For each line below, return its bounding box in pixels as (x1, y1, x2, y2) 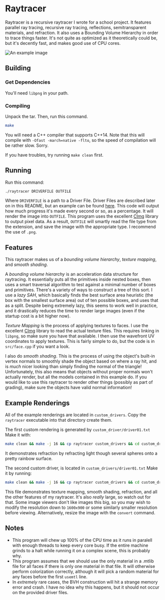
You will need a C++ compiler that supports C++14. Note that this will (5, 132, 145, 138)
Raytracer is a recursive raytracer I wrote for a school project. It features (5, 19, 151, 25)
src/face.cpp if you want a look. (5, 343, 70, 350)
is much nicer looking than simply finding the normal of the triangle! (5, 364, 142, 369)
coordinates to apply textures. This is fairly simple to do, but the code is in (5, 338, 155, 344)
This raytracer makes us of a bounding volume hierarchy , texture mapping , (5, 257, 157, 263)
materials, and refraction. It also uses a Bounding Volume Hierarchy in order (5, 30, 159, 35)
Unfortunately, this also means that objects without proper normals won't (5, 369, 153, 375)
